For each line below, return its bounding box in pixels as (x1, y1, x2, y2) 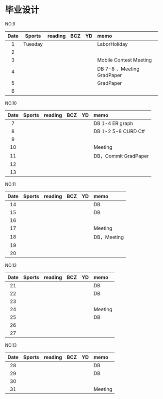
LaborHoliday (97, 40, 128, 47)
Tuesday (23, 40, 43, 47)
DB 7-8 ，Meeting (97, 65, 140, 72)
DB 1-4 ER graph (93, 120, 133, 127)
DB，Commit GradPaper (93, 152, 149, 159)
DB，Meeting (93, 234, 124, 240)
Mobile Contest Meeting (97, 57, 152, 63)
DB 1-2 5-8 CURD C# (93, 128, 145, 135)
